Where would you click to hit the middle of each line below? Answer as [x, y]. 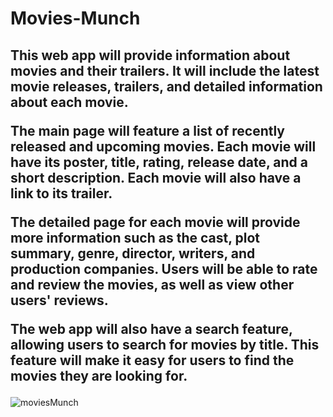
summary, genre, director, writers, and [133, 253]
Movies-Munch [75, 18]
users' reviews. [59, 300]
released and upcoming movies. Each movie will [163, 146]
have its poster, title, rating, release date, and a [159, 162]
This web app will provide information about [150, 55]
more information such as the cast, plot [135, 237]
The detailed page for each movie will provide [155, 222]
